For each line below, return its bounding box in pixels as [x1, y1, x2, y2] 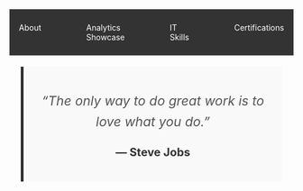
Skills [170, 32, 189, 42]
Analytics [86, 23, 122, 32]
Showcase [86, 32, 125, 42]
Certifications [234, 23, 285, 32]
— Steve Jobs [115, 144, 191, 159]
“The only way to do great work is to [41, 93, 264, 109]
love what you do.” [96, 113, 210, 130]
